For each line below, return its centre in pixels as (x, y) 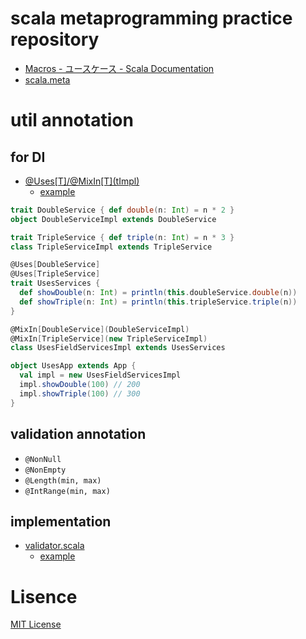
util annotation (72, 120)
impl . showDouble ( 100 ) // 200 (80, 385)
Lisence (44, 596)
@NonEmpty (45, 470)
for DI (28, 157)
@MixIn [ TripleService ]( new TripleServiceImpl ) (109, 338)
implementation (61, 521)
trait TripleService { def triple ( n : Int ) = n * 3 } (122, 237)
